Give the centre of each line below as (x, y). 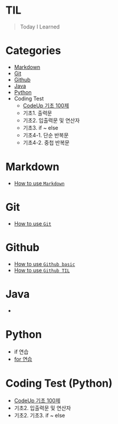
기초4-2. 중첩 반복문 (46, 142)
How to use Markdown (39, 183)
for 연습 (23, 359)
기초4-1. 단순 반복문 (46, 135)
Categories (33, 51)
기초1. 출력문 (37, 113)
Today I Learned (40, 27)
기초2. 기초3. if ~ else (40, 415)
